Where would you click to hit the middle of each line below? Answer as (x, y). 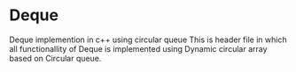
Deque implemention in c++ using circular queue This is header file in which (148, 40)
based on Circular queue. (55, 58)
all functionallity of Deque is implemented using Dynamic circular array (138, 48)
